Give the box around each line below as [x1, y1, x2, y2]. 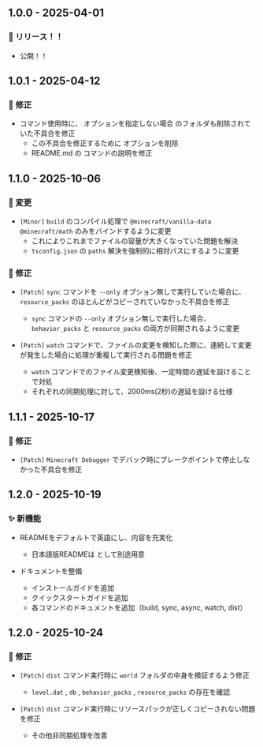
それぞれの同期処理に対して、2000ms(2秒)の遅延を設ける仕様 [31, 387, 233, 396]
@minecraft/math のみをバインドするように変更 [19, 227, 172, 236]
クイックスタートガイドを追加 [31, 592, 128, 602]
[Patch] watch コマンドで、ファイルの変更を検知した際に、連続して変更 [19, 340, 252, 350]
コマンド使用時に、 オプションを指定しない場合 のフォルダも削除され [19, 118, 244, 129]
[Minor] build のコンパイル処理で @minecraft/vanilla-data [19, 216, 212, 226]
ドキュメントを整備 [19, 566, 83, 576]
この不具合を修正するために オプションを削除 [31, 138, 179, 148]
